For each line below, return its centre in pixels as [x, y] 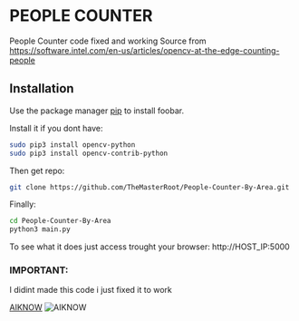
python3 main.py [40, 229]
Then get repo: [37, 170]
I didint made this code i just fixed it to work [91, 290]
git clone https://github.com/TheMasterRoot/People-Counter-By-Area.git [149, 187]
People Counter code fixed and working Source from [108, 41]
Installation [42, 88]
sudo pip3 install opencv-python [72, 145]
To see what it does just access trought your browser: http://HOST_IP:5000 [149, 247]
